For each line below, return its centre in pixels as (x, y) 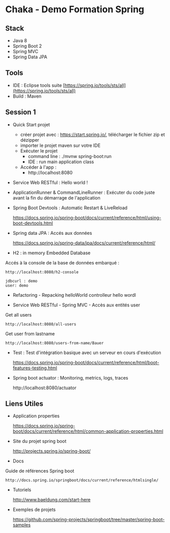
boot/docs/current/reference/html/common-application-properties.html (88, 431)
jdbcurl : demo (21, 281)
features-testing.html (35, 368)
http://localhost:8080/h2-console (42, 272)
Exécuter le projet (39, 151)
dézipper (30, 140)
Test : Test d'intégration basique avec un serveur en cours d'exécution (87, 352)
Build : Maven (27, 96)
